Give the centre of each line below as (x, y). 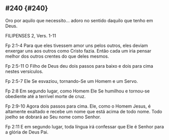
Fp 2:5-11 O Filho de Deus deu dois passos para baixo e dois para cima (79, 66)
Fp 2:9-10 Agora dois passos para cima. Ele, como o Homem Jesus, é (78, 106)
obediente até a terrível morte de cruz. (45, 96)
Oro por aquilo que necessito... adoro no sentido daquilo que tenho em (79, 20)
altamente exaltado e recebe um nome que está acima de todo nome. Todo (84, 111)
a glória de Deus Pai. (27, 132)
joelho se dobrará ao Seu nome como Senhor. (53, 117)
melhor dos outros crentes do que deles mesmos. (57, 56)
